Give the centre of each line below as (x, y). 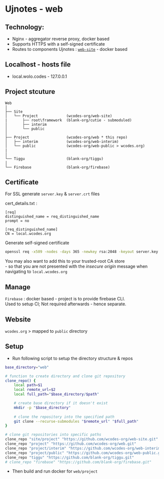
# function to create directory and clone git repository (65, 376)
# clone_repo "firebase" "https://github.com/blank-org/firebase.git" (78, 462)
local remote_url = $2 (35, 390)
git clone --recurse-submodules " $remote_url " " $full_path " (76, 421)
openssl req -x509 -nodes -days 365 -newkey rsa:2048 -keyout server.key (82, 252)
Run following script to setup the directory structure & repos (72, 358)
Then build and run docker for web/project (55, 471)
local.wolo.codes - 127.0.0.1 (40, 76)
